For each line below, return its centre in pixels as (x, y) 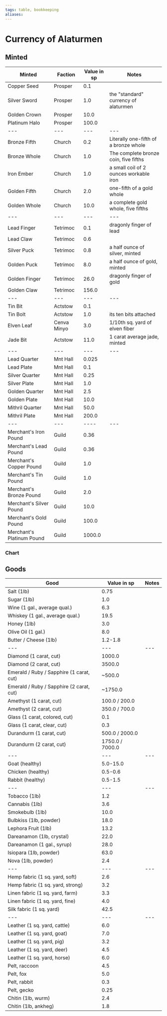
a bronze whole (127, 145)
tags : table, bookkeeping (32, 10)
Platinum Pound (26, 538)
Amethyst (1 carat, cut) (35, 701)
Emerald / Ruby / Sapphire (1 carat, (49, 672)
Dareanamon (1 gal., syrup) (40, 845)
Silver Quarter (24, 375)
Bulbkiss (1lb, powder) (34, 820)
